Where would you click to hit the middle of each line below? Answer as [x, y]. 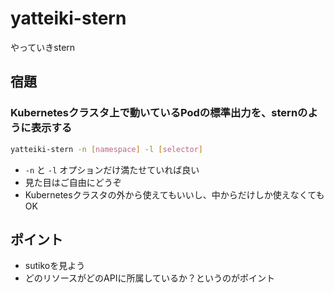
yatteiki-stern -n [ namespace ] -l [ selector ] [106, 149]
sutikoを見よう [55, 266]
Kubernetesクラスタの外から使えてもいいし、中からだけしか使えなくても [174, 194]
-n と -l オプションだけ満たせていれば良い [112, 169]
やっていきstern [43, 47]
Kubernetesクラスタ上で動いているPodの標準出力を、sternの [159, 113]
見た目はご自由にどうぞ [73, 182]
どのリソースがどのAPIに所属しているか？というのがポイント [150, 278]
